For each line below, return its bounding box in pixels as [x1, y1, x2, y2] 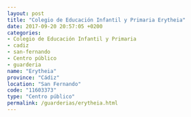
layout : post [7, 10, 45, 17]
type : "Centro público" [7, 94, 76, 100]
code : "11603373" [7, 87, 57, 94]
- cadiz [7, 42, 30, 49]
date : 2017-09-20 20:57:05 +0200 [7, 23, 103, 30]
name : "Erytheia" [7, 67, 57, 74]
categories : [7, 29, 41, 36]
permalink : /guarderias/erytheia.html [7, 100, 118, 107]
